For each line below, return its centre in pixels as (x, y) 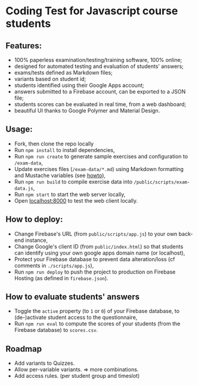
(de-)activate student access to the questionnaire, (76, 318)
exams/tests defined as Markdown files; (63, 72)
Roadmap (24, 349)
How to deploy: (34, 220)
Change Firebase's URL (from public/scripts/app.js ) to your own (96, 234)
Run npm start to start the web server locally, (70, 194)
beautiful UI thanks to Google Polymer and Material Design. (87, 111)
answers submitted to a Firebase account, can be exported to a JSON (100, 91)
